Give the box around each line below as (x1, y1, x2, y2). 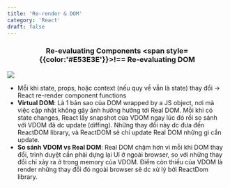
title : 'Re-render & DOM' (7, 10, 82, 17)
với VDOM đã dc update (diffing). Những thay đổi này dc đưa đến (17, 120, 205, 129)
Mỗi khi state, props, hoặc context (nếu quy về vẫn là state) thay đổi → (17, 84, 221, 92)
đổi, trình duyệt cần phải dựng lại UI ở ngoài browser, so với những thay (17, 150, 223, 159)
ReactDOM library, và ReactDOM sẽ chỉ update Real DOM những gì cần (17, 128, 222, 136)
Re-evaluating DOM (127, 55, 195, 65)
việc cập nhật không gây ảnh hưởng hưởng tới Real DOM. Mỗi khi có (17, 106, 213, 114)
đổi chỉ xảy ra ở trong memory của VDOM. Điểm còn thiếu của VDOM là (17, 157, 223, 166)
